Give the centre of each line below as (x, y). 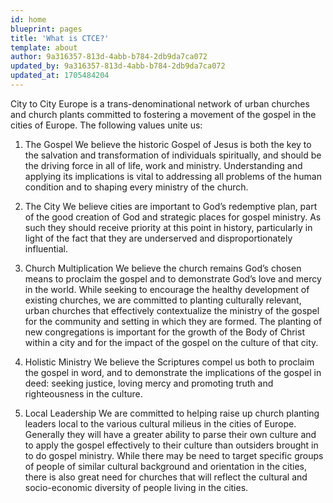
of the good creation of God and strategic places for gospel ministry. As (173, 217)
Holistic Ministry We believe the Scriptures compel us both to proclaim (169, 362)
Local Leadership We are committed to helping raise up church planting (172, 413)
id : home (28, 19)
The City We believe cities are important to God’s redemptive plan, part (171, 206)
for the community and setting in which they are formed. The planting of (173, 321)
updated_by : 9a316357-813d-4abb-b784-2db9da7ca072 (118, 66)
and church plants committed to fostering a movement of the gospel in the (163, 114)
